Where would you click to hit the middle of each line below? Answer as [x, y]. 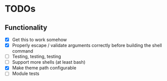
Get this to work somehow [39, 39]
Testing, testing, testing [36, 57]
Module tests [26, 73]
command [23, 51]
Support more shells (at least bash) [49, 62]
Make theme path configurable [44, 68]
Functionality [26, 28]
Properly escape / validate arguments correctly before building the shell [87, 46]
